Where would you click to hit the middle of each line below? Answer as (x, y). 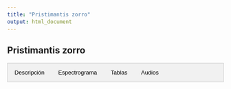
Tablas (119, 73)
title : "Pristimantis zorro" (49, 14)
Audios (150, 73)
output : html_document (40, 22)
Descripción (30, 73)
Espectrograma (78, 73)
